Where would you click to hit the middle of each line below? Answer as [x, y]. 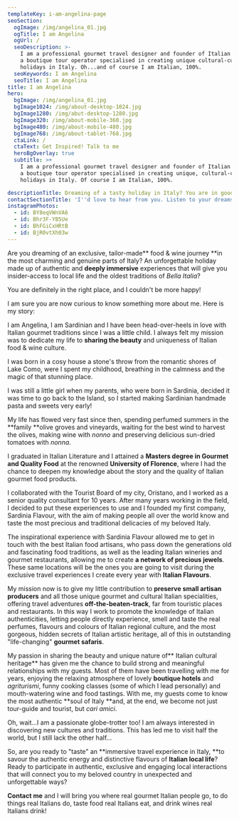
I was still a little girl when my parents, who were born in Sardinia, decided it [118, 391]
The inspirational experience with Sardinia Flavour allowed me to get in [111, 537]
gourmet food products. [42, 478]
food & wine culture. [37, 348]
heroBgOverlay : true [44, 153]
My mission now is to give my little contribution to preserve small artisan [115, 588]
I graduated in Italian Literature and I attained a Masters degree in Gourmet [118, 456]
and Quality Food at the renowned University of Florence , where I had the [117, 463]
